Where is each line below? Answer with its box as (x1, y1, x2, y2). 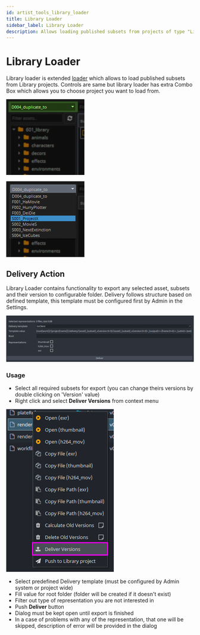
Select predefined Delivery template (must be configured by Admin (14, 578, 180, 585)
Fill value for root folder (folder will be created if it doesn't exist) (14, 591, 171, 598)
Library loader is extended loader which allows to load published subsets (6, 75, 186, 82)
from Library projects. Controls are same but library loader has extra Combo (6, 81, 193, 88)
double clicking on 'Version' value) (14, 391, 100, 398)
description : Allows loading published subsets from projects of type (6, 29, 185, 35)
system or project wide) (14, 584, 73, 591)
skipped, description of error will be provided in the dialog (14, 622, 158, 630)
